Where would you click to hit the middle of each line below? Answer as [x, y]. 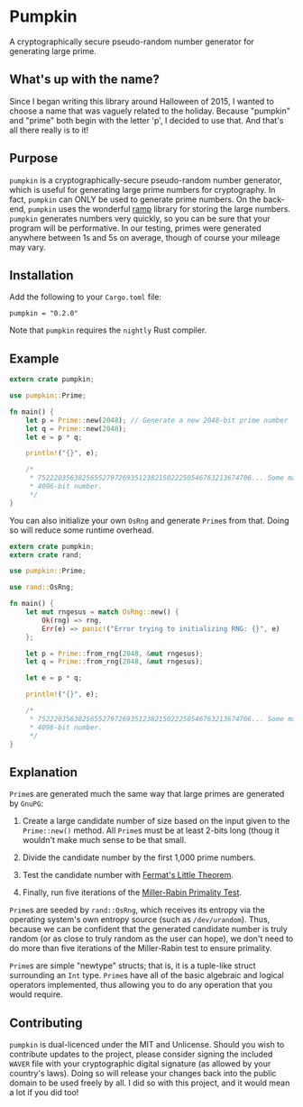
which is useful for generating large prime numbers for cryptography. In [142, 189]
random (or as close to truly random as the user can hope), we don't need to [151, 938]
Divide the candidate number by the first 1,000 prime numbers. [139, 857]
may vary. [28, 247]
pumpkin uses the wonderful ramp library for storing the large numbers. [159, 208]
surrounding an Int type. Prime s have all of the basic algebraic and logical [147, 975]
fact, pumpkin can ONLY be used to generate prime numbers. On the [135, 199]
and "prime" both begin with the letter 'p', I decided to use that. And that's [147, 120]
